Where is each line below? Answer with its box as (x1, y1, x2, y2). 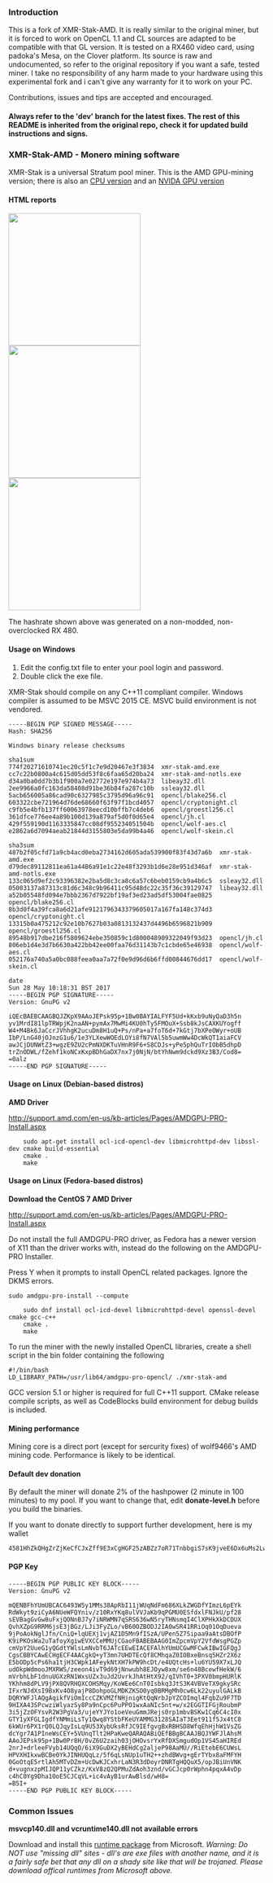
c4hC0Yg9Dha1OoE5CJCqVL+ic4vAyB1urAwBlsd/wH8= (8, 1772, 169, 1780)
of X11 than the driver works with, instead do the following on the (8, 1243, 225, 1253)
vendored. (8, 704, 43, 714)
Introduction (8, 7, 58, 18)
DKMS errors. (8, 1276, 54, 1285)
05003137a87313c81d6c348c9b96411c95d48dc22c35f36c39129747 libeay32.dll (8, 884, 264, 892)
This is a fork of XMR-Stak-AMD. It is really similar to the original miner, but (8, 25, 259, 35)
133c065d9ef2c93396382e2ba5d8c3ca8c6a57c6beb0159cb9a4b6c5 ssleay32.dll (8, 876, 264, 885)
